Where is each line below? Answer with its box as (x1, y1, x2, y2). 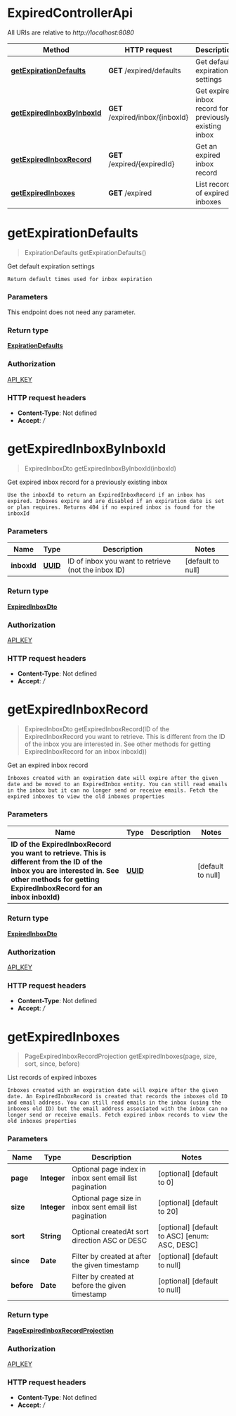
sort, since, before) (24, 1060, 80, 1068)
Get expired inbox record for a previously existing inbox (7, 478, 168, 486)
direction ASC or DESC (71, 1235, 147, 1245)
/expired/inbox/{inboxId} (108, 112, 189, 122)
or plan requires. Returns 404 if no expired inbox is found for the (7, 504, 216, 511)
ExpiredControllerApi (7, 5, 133, 21)
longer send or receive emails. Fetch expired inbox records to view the (7, 1112, 228, 1119)
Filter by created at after (71, 1251, 152, 1261)
